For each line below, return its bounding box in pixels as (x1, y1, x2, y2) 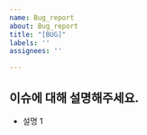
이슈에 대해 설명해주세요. (9, 90, 140, 105)
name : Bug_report (9, 13, 75, 22)
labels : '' (9, 38, 51, 48)
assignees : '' (9, 47, 63, 56)
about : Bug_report (9, 22, 78, 31)
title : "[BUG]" (9, 30, 67, 39)
